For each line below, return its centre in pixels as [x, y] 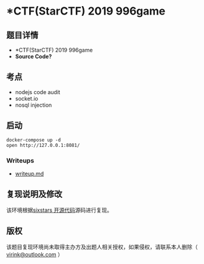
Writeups [20, 160]
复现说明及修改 [34, 195]
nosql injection [33, 105]
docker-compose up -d [34, 140]
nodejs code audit [38, 92]
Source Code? [33, 56]
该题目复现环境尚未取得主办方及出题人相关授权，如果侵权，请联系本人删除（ [102, 246]
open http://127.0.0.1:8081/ [43, 145]
